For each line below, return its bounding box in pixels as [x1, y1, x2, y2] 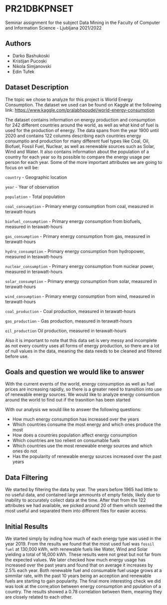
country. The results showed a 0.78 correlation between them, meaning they [5, 588, 162, 594]
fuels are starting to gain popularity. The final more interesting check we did [5, 578, 161, 584]
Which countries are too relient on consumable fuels [12, 437, 120, 443]
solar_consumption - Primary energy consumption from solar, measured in [5, 278, 157, 284]
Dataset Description [5, 83, 69, 91]
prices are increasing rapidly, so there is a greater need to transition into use [5, 386, 162, 392]
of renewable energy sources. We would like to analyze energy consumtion [5, 391, 160, 397]
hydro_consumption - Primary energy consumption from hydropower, [5, 248, 145, 254]
